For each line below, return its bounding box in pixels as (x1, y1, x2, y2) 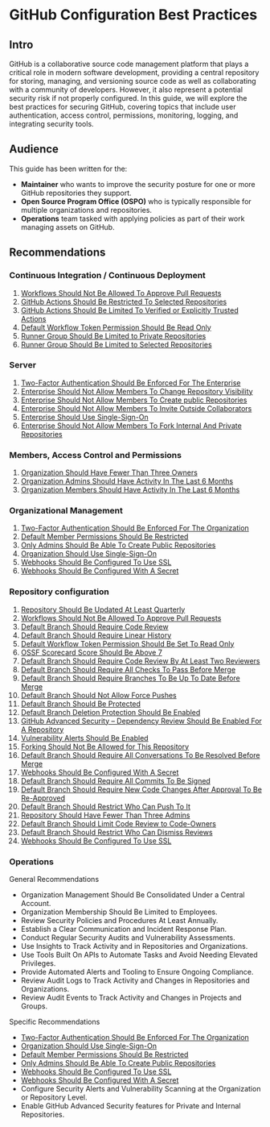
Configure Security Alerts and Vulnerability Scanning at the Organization (20, 1083, 261, 1093)
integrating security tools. (9, 119, 95, 128)
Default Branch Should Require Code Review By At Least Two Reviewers (20, 655, 260, 666)
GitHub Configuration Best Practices (9, 6, 258, 24)
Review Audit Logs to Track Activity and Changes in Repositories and (20, 975, 250, 985)
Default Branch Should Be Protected (20, 699, 141, 709)
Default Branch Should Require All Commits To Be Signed (20, 776, 211, 785)
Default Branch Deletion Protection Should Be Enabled (20, 707, 201, 717)
